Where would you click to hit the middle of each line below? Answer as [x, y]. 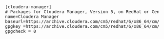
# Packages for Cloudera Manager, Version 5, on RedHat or [77, 12]
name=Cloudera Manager [32, 17]
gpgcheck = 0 [21, 31]
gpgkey [13, 26]
